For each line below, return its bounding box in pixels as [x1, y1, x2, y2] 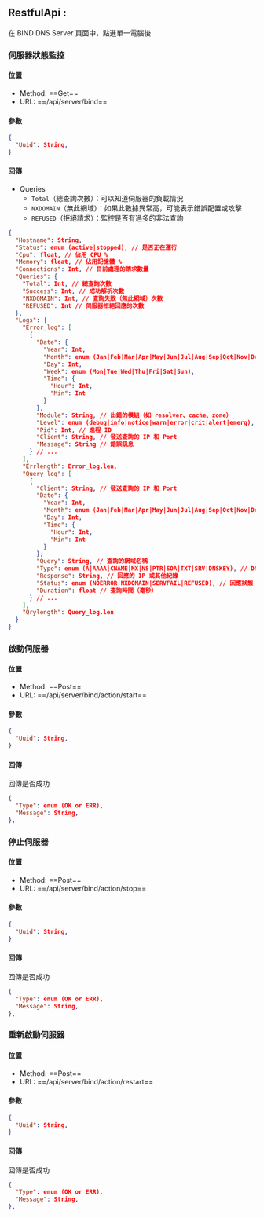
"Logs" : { [15, 316, 47, 324]
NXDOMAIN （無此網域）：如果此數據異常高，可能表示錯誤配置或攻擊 [31, 203, 242, 213]
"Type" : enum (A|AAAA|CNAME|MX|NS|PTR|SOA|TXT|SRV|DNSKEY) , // [36, 565, 247, 572]
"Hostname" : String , [15, 236, 82, 244]
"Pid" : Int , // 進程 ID [36, 426, 112, 434]
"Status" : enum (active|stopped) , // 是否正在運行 [15, 243, 178, 251]
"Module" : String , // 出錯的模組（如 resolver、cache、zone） [36, 411, 233, 419]
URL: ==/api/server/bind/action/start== [19, 690, 148, 700]
